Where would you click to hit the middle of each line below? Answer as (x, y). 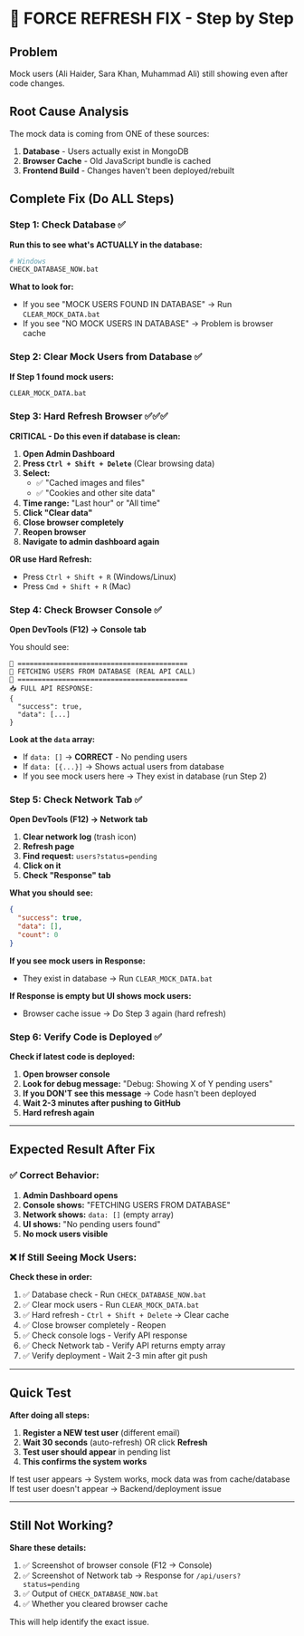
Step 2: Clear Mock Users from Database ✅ (106, 357)
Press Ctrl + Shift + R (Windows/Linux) (99, 576)
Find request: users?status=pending (90, 857)
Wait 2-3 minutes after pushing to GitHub (101, 1103)
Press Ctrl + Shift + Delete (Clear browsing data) (119, 463)
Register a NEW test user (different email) (101, 1432)
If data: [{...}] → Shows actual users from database (123, 767)
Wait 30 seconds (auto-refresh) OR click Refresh (115, 1442)
